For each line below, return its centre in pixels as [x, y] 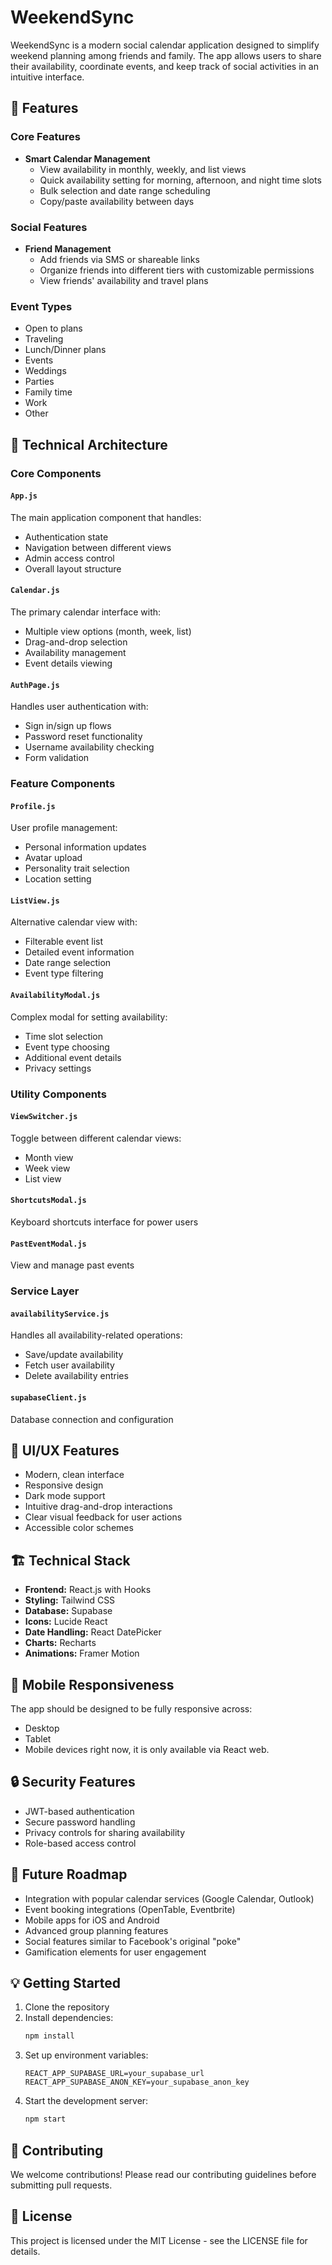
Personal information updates [85, 847]
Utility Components [58, 1094]
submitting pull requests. [61, 2185]
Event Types [41, 306]
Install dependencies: [69, 2018]
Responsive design [64, 1485]
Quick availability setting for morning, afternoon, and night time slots [180, 180]
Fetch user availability [69, 1365]
